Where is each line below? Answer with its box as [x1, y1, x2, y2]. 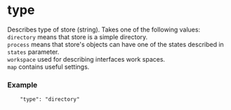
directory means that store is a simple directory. [7, 32, 148, 41]
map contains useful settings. [7, 62, 90, 71]
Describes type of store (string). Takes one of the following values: [7, 25, 201, 34]
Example [7, 80, 38, 90]
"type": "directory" [20, 96, 80, 103]
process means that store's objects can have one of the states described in [7, 40, 225, 48]
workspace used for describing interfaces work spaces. [7, 55, 166, 63]
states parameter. [7, 48, 60, 56]
